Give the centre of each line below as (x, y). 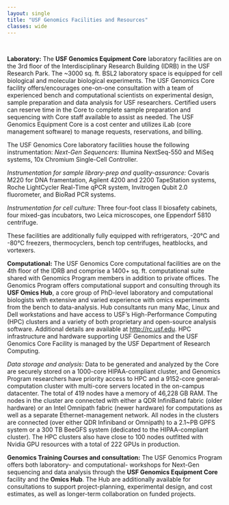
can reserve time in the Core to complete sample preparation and (99, 110)
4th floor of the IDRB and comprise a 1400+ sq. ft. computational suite (106, 271)
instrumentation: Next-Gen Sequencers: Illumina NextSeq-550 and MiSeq (110, 152)
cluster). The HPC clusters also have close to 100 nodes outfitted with (105, 437)
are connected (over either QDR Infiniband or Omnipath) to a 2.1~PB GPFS (111, 423)
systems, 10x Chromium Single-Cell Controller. (72, 160)
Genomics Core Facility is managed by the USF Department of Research (109, 344)
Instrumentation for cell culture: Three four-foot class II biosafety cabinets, (112, 208)
